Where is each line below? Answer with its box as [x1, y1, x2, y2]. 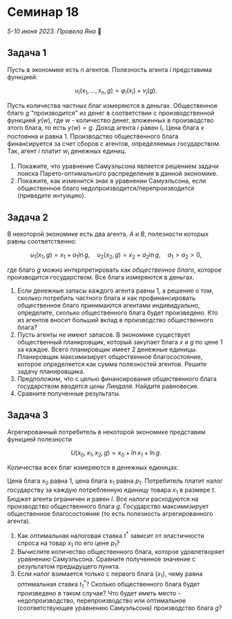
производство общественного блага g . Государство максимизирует [7, 502, 209, 510]
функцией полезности [7, 435, 72, 443]
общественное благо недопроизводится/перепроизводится [17, 184, 195, 192]
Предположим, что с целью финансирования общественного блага [17, 374, 217, 382]
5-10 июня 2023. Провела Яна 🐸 [7, 27, 102, 35]
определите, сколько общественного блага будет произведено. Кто [17, 308, 219, 317]
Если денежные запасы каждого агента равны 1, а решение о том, [17, 286, 214, 295]
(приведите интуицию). [17, 192, 86, 200]
